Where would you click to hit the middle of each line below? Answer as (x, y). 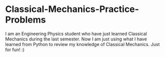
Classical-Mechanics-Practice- (72, 9)
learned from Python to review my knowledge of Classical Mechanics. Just (82, 44)
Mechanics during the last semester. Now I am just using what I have (76, 39)
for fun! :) (15, 49)
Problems (26, 20)
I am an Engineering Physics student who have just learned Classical (76, 33)
